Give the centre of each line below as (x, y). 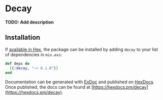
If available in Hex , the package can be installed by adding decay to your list (82, 49)
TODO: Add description (30, 22)
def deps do (17, 63)
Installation (23, 37)
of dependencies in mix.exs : (34, 54)
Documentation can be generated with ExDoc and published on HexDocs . (80, 82)
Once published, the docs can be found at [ (49, 87)
